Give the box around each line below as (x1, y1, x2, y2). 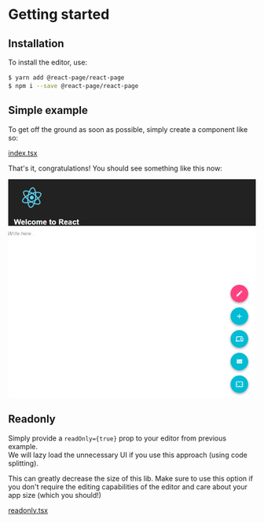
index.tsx (8, 148, 38, 158)
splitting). (8, 458, 39, 468)
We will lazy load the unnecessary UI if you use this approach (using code (8, 450, 247, 459)
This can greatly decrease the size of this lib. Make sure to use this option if (8, 474, 254, 483)
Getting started (8, 5, 110, 24)
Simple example (8, 104, 89, 117)
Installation (8, 37, 64, 50)
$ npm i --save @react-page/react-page (8, 82, 139, 90)
